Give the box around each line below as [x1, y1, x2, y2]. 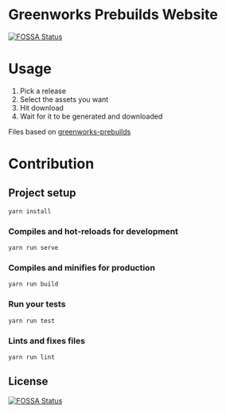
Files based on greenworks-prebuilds [8, 127, 131, 136]
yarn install [8, 207, 52, 216]
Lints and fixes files [8, 335, 86, 346]
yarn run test [8, 317, 56, 325]
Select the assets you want [19, 94, 109, 104]
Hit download [19, 103, 64, 112]
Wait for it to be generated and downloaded [19, 111, 163, 121]
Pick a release [19, 86, 66, 95]
